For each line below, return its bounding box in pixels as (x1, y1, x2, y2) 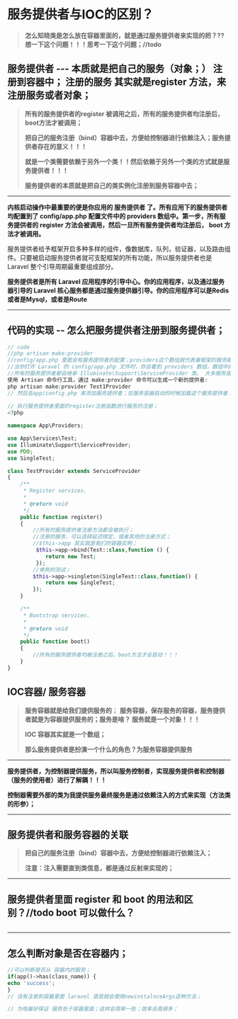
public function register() (20, 513, 103, 520)
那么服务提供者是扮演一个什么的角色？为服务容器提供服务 (24, 745, 193, 753)
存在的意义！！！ (37, 142, 87, 151)
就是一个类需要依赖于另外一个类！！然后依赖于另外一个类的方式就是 (24, 157, 224, 166)
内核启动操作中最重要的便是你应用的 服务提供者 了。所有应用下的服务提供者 (7, 203, 228, 211)
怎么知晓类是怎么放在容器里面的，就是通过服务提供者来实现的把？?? (24, 31, 225, 40)
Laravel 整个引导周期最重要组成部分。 (7, 262, 118, 271)
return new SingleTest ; (45, 579, 115, 586)
